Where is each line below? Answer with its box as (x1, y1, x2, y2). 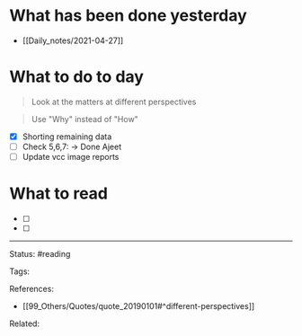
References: (9, 284, 54, 294)
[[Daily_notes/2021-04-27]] (22, 35, 124, 46)
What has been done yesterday (9, 5, 247, 26)
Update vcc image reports (22, 152, 120, 162)
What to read (9, 183, 108, 204)
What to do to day (9, 66, 144, 87)
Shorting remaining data (22, 131, 112, 142)
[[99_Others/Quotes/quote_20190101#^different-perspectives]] (22, 301, 255, 311)
